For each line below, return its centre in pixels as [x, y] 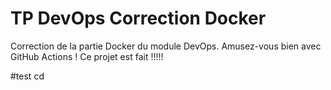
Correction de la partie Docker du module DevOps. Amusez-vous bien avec [166, 46]
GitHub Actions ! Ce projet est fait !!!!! [87, 56]
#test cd [27, 76]
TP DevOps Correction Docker [138, 18]
